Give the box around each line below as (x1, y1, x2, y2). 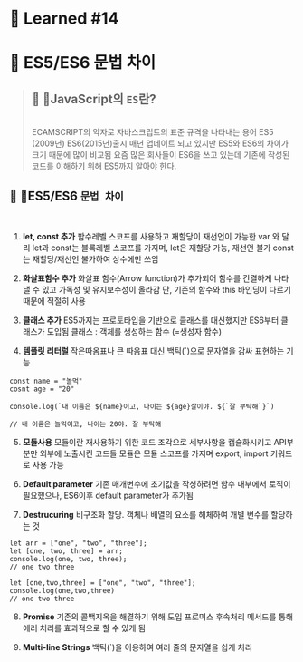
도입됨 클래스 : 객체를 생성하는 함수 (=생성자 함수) (46, 326, 223, 336)
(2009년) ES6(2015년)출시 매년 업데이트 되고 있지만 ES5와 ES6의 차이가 (31, 138, 289, 149)
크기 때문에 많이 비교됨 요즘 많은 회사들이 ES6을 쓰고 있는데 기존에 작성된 (31, 150, 290, 161)
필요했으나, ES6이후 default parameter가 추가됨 (22, 490, 194, 501)
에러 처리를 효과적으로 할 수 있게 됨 (22, 623, 147, 633)
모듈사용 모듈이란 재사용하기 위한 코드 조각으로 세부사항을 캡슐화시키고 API (22, 437, 287, 447)
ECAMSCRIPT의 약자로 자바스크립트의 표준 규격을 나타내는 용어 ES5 (31, 127, 274, 138)
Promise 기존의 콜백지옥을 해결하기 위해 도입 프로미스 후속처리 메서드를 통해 (22, 611, 294, 622)
